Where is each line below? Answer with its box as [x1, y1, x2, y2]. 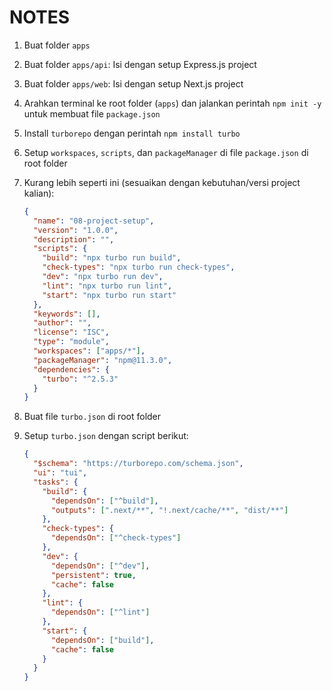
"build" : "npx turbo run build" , [42, 253, 182, 263]
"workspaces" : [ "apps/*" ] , [33, 346, 146, 356]
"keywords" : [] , [33, 309, 101, 319]
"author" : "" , [33, 318, 92, 328]
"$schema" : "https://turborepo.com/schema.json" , [33, 459, 244, 469]
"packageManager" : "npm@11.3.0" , [33, 355, 173, 365]
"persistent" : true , [50, 570, 137, 580]
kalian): [23, 187, 55, 199]
